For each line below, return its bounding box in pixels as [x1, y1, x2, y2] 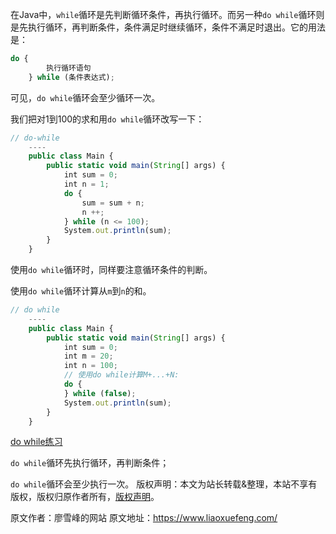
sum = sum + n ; [81, 198, 145, 208]
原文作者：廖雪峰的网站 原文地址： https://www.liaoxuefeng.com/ [10, 512, 278, 524]
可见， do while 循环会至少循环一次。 [10, 91, 161, 103]
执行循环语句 [46, 63, 92, 73]
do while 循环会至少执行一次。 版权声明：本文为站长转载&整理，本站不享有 [10, 478, 318, 490]
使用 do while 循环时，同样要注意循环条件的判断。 [10, 264, 213, 275]
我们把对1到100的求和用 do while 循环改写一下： [10, 113, 205, 125]
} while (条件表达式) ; [28, 72, 115, 82]
